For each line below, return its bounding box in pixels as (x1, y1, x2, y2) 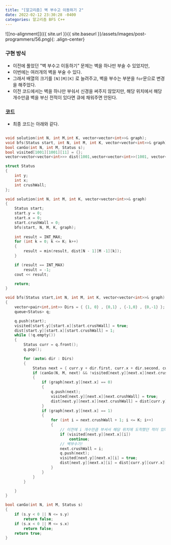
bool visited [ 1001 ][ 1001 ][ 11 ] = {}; (5, 150, 83, 155)
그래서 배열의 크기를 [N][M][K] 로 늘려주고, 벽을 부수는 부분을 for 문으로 (12, 75, 156, 81)
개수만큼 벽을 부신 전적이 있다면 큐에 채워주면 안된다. (12, 94, 118, 100)
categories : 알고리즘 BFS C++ (5, 17, 65, 22)
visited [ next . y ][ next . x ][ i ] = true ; (60, 455, 138, 461)
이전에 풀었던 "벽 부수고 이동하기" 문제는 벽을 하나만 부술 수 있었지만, (12, 62, 150, 69)
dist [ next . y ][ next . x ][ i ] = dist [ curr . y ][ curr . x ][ (60, 460, 167, 466)
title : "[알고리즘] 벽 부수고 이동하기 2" (5, 7, 84, 13)
